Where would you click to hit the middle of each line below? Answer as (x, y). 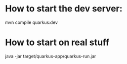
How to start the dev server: (64, 9)
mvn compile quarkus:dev (32, 22)
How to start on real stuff (57, 42)
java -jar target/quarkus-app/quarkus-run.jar (51, 56)
